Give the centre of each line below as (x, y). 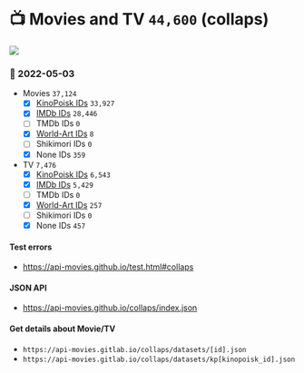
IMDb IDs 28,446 (67, 113)
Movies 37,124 (49, 93)
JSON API (28, 288)
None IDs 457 (61, 225)
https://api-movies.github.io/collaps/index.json (110, 308)
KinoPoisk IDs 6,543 (73, 174)
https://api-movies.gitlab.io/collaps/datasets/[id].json (134, 349)
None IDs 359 (61, 154)
